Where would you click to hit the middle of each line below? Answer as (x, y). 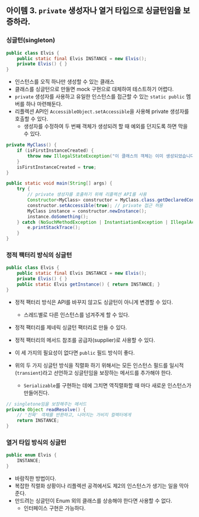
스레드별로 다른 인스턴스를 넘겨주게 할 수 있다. (76, 315)
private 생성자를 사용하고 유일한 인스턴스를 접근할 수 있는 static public (99, 96)
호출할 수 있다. (31, 119)
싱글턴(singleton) (31, 40)
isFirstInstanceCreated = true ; (57, 167)
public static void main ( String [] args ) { (59, 183)
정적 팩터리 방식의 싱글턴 (39, 255)
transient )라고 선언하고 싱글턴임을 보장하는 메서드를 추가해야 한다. (95, 372)
